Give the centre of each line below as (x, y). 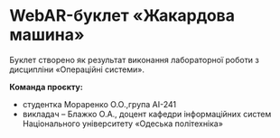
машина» (47, 35)
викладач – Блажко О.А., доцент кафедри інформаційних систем (147, 114)
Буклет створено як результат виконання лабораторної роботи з (135, 60)
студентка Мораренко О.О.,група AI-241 (99, 104)
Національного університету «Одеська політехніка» (123, 124)
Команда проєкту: (46, 87)
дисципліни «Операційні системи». (77, 69)
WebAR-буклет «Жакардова (122, 16)
